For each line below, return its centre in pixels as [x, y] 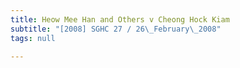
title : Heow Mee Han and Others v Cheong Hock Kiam [120, 19]
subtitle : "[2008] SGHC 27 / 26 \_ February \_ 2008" [116, 29]
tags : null [33, 38]
